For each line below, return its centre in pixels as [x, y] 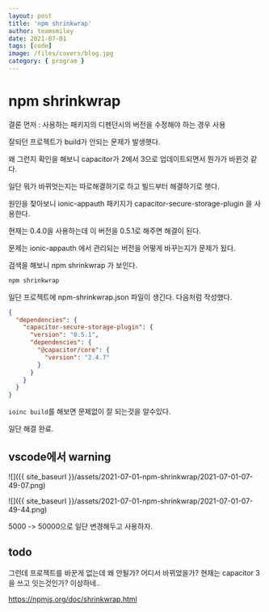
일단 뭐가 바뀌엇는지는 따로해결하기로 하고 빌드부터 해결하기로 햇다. [114, 186]
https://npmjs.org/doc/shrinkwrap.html [73, 599]
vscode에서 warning [60, 457]
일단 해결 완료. [31, 429]
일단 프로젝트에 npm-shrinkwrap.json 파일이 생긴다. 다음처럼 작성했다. [120, 297]
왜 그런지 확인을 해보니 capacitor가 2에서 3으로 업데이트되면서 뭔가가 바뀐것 [128, 159]
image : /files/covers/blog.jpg [61, 53]
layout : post [30, 16]
